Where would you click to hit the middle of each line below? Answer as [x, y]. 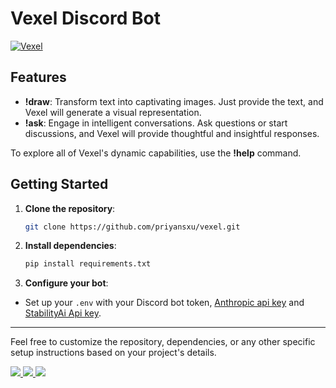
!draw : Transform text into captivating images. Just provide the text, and [174, 101]
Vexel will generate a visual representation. [113, 112]
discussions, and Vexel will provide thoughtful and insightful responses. [172, 133]
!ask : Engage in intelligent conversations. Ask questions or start [156, 123]
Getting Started [59, 184]
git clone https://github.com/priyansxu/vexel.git [132, 227]
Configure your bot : [66, 283]
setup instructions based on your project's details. [113, 353]
